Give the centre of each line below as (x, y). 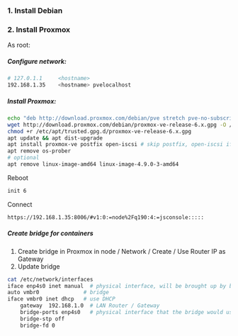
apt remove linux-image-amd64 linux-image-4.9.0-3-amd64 (93, 164)
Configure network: (37, 61)
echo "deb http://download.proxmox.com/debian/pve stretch (96, 118)
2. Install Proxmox (39, 29)
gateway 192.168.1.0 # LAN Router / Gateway (90, 306)
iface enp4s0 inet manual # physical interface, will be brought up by (117, 286)
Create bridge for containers (50, 233)
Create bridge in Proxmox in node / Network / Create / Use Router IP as (121, 251)
